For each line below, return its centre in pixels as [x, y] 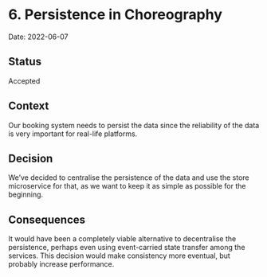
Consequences [47, 219]
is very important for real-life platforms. [73, 134]
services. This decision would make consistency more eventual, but [120, 256]
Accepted [24, 80]
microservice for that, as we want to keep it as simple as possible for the [127, 186]
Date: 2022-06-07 [38, 37]
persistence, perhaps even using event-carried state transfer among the [127, 248]
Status [25, 62]
